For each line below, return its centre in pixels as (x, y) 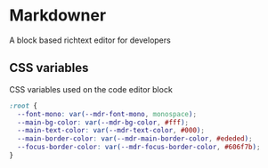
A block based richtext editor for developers (90, 40)
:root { (24, 106)
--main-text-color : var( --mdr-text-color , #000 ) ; (111, 131)
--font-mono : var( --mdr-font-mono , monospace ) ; (107, 114)
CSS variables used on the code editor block (91, 89)
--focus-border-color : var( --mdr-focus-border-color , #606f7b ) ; (139, 148)
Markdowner (58, 16)
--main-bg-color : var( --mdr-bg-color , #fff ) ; (103, 122)
